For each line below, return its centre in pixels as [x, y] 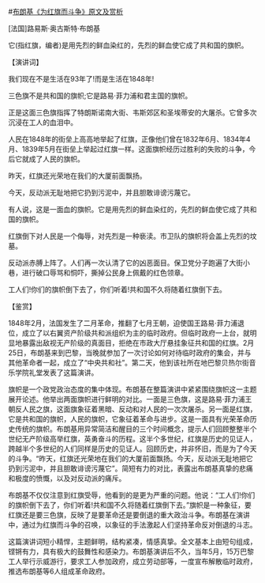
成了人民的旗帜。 [56, 159]
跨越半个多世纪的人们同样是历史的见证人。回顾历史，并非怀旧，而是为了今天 [132, 449]
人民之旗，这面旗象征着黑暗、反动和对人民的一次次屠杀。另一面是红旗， [139, 409]
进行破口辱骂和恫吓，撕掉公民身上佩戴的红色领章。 [105, 273]
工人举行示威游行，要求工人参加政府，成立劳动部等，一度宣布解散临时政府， [132, 561]
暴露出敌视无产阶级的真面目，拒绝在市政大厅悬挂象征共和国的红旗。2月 [138, 343]
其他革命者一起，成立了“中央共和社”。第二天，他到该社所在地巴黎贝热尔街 [129, 363]
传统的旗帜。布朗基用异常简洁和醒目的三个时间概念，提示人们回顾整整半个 [136, 429]
